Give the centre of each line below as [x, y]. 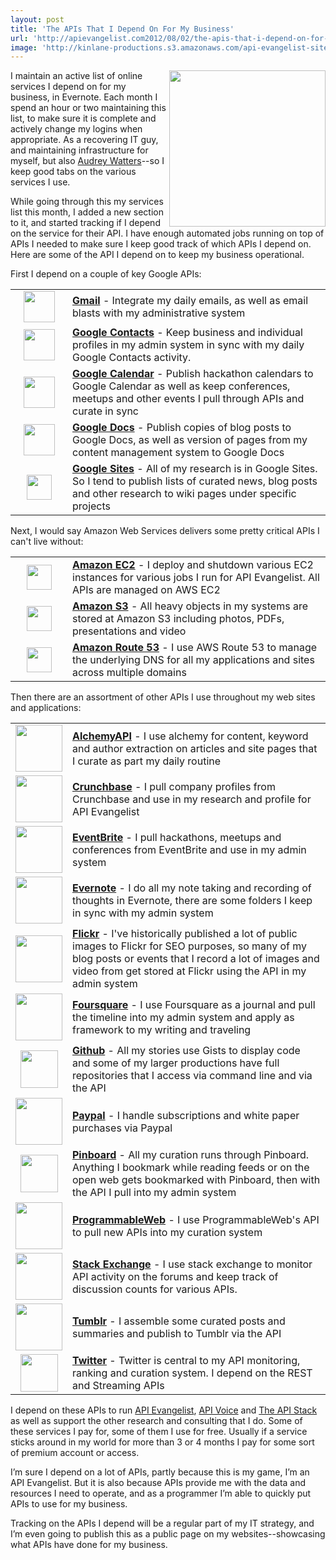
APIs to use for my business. [69, 1504]
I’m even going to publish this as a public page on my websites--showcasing [168, 1534]
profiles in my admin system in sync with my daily [188, 345]
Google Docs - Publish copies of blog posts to [182, 428]
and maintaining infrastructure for [79, 150]
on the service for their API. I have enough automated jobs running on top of [167, 233]
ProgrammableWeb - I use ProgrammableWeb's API [196, 1219]
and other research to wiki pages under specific [184, 494]
